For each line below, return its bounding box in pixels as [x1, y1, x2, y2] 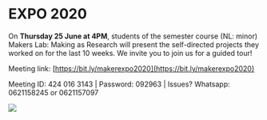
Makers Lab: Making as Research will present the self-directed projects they [8, 39, 260, 49]
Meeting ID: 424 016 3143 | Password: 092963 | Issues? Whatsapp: [8, 79, 230, 89]
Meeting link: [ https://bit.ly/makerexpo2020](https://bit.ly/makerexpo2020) [8, 63, 255, 73]
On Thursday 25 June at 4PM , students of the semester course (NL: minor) [8, 31, 258, 41]
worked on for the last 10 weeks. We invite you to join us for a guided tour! [8, 48, 253, 58]
